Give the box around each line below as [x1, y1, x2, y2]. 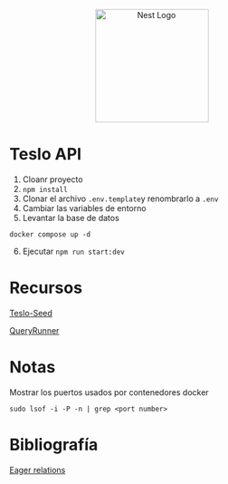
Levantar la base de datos [22, 212, 119, 223]
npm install [22, 185, 68, 194]
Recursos [9, 277, 83, 298]
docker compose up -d [9, 229, 91, 239]
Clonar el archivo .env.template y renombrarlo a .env [22, 193, 219, 204]
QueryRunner [9, 324, 60, 335]
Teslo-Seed [9, 307, 52, 318]
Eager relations [9, 464, 66, 475]
